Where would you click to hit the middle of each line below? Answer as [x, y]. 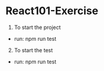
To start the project [38, 27]
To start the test [33, 50]
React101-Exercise [52, 11]
